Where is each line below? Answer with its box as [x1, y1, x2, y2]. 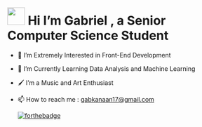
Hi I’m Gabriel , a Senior [27, 13, 166, 29]
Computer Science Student [7, 28, 169, 44]
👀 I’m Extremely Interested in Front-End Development [17, 51, 171, 59]
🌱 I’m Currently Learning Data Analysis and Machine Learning [17, 64, 196, 73]
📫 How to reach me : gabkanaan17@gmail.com [17, 95, 154, 103]
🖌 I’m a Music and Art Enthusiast [17, 78, 114, 87]
